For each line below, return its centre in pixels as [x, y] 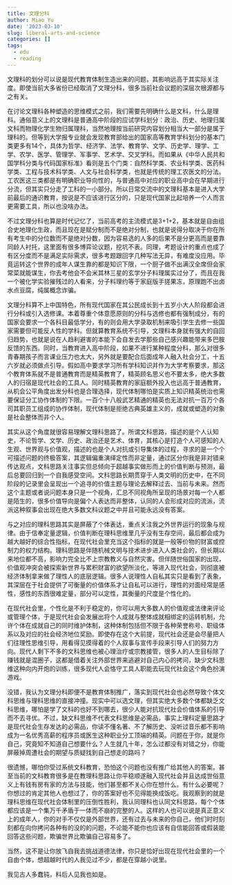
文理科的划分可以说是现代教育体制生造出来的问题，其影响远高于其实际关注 [113, 79]
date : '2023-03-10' [35, 26]
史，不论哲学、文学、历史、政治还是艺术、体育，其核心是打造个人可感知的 [113, 440]
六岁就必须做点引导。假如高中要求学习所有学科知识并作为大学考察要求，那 [113, 365]
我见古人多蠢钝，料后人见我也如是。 [59, 874]
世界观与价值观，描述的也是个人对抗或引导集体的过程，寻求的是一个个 [125, 449]
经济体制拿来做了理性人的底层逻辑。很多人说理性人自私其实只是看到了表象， [116, 576]
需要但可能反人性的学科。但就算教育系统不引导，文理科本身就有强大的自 [116, 330]
